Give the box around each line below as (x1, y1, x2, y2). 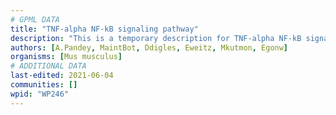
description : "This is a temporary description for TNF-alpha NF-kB (10, 33, 302, 43)
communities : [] (10, 80, 78, 90)
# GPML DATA (10, 14, 60, 25)
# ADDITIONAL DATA (10, 61, 87, 71)
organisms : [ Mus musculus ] (10, 52, 123, 62)
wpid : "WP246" (10, 89, 70, 99)
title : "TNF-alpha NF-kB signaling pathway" (10, 24, 199, 34)
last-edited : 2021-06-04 (10, 71, 114, 81)
